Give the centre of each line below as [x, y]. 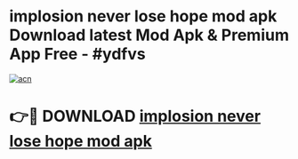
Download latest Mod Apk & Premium [149, 35]
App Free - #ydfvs [77, 54]
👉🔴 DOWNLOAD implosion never [135, 116]
